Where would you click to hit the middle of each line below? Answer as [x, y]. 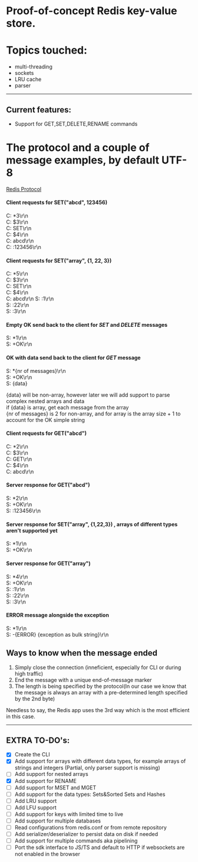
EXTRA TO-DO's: [38, 740]
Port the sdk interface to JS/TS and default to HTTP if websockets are [100, 847]
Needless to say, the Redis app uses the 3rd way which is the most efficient [98, 710]
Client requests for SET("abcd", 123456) [57, 202]
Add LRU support [36, 801]
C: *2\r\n [17, 446]
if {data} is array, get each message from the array [67, 407]
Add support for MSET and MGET [55, 787]
